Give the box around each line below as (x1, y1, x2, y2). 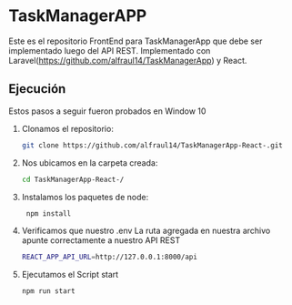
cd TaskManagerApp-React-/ (21, 175, 125, 184)
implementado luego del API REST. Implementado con (8, 45, 211, 56)
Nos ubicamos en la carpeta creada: (21, 157, 158, 168)
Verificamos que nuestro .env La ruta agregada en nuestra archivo (21, 225, 271, 237)
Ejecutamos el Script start (21, 269, 119, 280)
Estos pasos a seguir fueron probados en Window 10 (8, 106, 206, 117)
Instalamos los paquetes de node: (21, 191, 149, 202)
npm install (25, 208, 72, 219)
